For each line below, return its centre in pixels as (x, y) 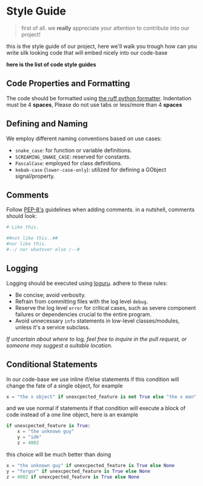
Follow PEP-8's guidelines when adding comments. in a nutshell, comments (101, 210)
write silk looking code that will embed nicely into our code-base (87, 52)
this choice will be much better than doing (59, 454)
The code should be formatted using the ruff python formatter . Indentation (99, 98)
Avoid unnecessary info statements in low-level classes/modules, (97, 321)
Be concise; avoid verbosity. (50, 295)
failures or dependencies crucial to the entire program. (83, 314)
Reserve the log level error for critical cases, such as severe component (105, 307)
